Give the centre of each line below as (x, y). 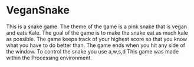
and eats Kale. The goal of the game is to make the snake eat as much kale (97, 32)
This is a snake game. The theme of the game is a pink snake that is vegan (97, 26)
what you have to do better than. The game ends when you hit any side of (96, 45)
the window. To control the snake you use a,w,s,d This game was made (93, 51)
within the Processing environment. (49, 58)
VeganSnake (38, 10)
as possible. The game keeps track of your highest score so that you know (97, 39)
